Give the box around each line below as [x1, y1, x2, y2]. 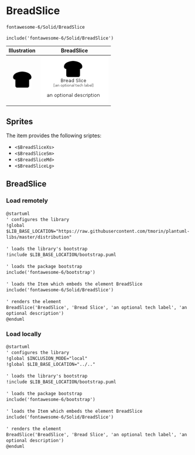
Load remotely [6, 196, 49, 205]
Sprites [6, 116, 33, 127]
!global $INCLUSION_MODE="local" [6, 355, 88, 361]
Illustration [8, 47, 36, 54]
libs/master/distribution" [6, 234, 72, 240]
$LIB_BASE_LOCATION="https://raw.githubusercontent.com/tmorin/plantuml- [6, 228, 190, 234]
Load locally [6, 330, 42, 338]
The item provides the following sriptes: [6, 132, 102, 139]
